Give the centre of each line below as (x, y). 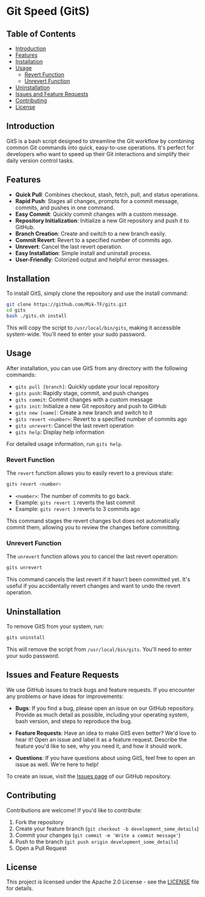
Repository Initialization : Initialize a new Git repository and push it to (102, 220)
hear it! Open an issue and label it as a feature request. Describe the (101, 739)
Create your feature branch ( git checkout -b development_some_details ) (107, 828)
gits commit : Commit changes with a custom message (84, 400)
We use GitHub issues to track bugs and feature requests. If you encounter (101, 690)
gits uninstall (26, 638)
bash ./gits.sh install (37, 316)
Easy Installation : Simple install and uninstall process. (83, 253)
